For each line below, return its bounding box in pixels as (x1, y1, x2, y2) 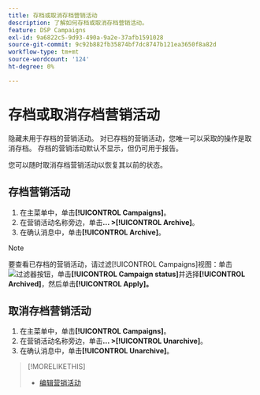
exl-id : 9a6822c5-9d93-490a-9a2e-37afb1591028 (8, 33, 164, 42)
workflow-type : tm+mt (8, 48, 80, 56)
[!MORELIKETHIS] (27, 362, 86, 371)
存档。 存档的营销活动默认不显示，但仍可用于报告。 (14, 143, 183, 153)
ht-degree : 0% (8, 63, 55, 71)
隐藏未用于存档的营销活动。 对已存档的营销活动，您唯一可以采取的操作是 (8, 133, 245, 142)
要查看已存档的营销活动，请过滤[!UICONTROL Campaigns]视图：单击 (8, 259, 233, 268)
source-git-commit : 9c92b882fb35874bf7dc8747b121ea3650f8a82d (8, 41, 217, 49)
